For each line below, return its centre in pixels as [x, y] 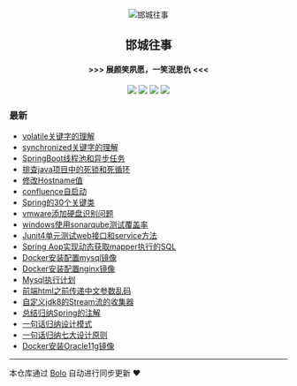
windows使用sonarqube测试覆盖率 [85, 224]
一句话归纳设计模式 [57, 323]
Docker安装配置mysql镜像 [69, 257]
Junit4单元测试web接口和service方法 [89, 235]
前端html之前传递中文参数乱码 [76, 291]
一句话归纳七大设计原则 [65, 335]
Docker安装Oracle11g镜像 [68, 345]
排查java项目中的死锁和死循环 [76, 169]
